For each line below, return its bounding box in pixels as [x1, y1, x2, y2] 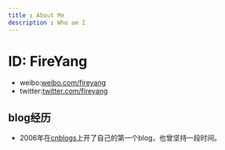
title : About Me [8, 11, 65, 20]
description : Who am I [8, 19, 86, 27]
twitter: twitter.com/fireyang [19, 87, 108, 96]
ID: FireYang [8, 52, 88, 70]
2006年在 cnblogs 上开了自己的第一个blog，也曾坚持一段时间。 [19, 134, 222, 143]
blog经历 [8, 111, 52, 124]
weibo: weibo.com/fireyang [19, 78, 107, 87]
